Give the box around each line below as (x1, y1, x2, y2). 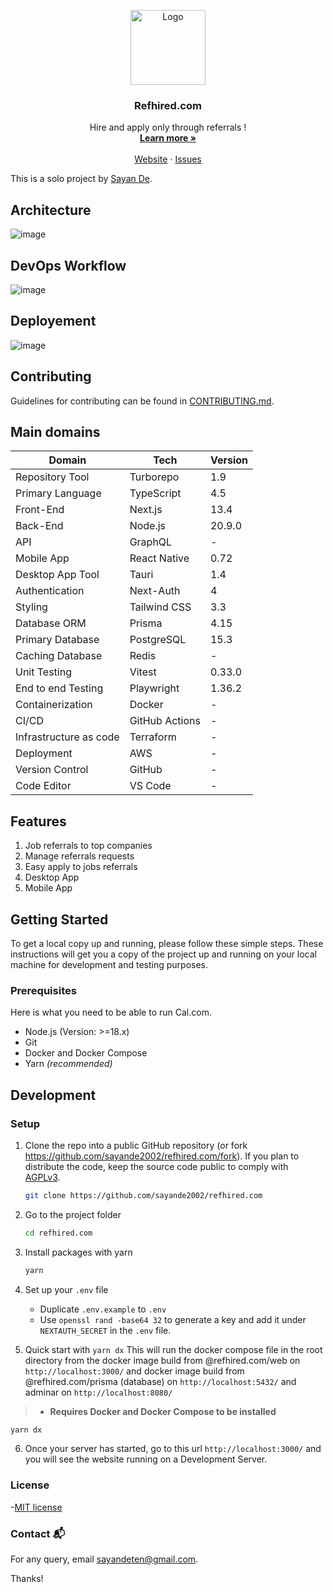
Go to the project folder (24, 1208, 122, 1220)
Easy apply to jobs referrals (24, 861, 138, 873)
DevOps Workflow (10, 257, 127, 274)
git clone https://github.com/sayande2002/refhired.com (24, 1190, 263, 1200)
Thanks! (10, 1573, 44, 1585)
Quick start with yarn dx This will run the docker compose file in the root (24, 1343, 323, 1355)
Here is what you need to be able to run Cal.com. (10, 1006, 212, 1019)
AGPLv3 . (24, 1171, 61, 1183)
